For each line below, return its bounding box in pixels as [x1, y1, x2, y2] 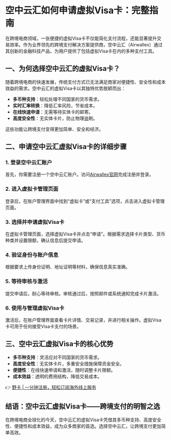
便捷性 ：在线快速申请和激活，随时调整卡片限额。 [12, 367, 116, 373]
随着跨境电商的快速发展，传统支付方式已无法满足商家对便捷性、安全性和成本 [5, 79, 166, 85]
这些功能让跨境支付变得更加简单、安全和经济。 [5, 126, 103, 132]
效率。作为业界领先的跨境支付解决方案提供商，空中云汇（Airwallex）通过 [9, 41, 163, 47]
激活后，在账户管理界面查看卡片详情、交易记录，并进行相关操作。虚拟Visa [5, 317, 162, 323]
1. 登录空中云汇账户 [5, 159, 52, 166]
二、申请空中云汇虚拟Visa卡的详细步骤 [5, 142, 127, 151]
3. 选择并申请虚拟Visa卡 [5, 218, 65, 225]
